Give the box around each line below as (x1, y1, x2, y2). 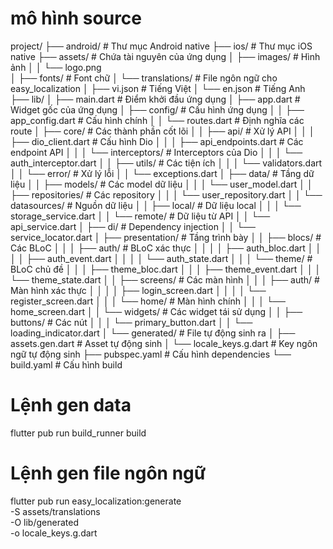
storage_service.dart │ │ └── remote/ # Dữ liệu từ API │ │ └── (10, 210, 271, 222)
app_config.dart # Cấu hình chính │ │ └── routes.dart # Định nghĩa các (10, 114, 305, 126)
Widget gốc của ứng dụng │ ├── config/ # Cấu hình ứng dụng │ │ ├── (10, 103, 305, 116)
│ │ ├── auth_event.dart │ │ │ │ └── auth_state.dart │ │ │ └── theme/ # (10, 252, 313, 264)
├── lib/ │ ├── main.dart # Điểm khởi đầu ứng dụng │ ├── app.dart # (10, 93, 301, 105)
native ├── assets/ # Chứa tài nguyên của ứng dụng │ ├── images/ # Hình (10, 50, 321, 62)
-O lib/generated (10, 516, 79, 528)
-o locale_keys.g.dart (10, 527, 98, 539)
